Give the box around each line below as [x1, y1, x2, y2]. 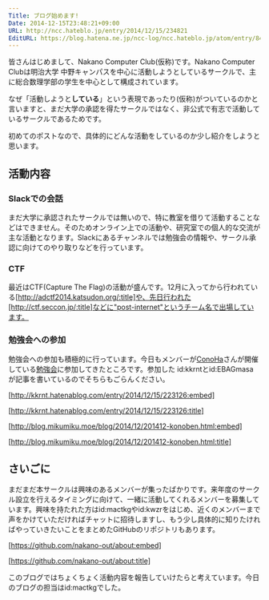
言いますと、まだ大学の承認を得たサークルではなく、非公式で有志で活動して [8, 104, 260, 114]
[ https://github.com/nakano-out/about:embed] [8, 541, 162, 550]
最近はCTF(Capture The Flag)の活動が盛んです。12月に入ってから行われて [8, 282, 251, 292]
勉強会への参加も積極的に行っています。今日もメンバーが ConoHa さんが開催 [8, 354, 259, 364]
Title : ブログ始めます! [8, 11, 79, 20]
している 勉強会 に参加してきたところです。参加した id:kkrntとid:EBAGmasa [8, 364, 254, 373]
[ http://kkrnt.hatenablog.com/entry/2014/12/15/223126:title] [8, 405, 204, 415]
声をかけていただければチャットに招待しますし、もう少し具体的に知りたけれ [8, 514, 261, 525]
